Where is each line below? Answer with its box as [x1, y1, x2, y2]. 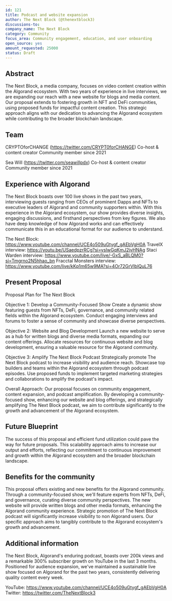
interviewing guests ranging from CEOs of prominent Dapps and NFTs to [5, 198, 158, 205]
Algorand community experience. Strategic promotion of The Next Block [5, 508, 158, 514]
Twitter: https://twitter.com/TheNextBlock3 [5, 590, 96, 596]
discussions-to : [5, 22, 40, 27]
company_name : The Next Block [5, 27, 70, 32]
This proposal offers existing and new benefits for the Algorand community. [5, 486, 165, 492]
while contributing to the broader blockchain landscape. [5, 116, 123, 122]
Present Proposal [5, 278, 61, 287]
